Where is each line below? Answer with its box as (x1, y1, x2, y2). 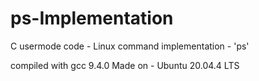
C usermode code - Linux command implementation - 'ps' (10, 40, 250, 52)
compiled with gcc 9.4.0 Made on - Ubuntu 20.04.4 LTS (10, 59, 240, 71)
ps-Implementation (10, 7, 174, 30)
